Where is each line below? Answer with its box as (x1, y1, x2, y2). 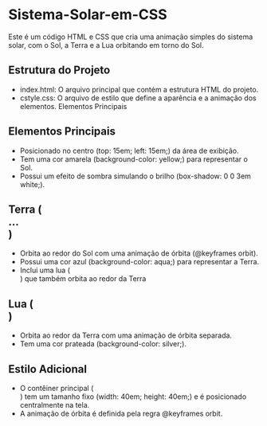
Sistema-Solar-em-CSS (8, 6, 167, 24)
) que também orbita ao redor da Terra (19, 274, 147, 283)
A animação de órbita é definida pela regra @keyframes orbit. (19, 408, 223, 418)
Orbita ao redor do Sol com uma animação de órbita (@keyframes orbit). (19, 248, 259, 258)
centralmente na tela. (19, 401, 90, 409)
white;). (19, 179, 45, 189)
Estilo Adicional (8, 362, 88, 376)
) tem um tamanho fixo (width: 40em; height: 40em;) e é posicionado (19, 392, 247, 401)
